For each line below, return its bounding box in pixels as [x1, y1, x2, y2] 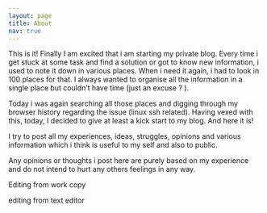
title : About [8, 19, 52, 27]
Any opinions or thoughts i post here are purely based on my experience [8, 156, 249, 165]
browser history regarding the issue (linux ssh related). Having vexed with [8, 107, 254, 117]
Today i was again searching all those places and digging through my [8, 98, 239, 109]
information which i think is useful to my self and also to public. [8, 140, 218, 150]
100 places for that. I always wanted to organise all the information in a [8, 74, 244, 85]
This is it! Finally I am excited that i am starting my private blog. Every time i [8, 49, 258, 59]
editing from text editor [8, 195, 85, 206]
